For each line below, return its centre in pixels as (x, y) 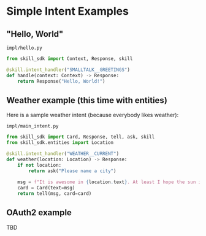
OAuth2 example (39, 213)
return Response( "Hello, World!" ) (61, 81)
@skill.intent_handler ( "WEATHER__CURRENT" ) (63, 154)
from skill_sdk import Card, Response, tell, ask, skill (81, 137)
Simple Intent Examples (67, 11)
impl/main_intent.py (33, 126)
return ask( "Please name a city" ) (72, 171)
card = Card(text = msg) (46, 188)
